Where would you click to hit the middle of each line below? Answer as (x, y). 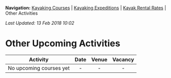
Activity (39, 59)
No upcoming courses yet (39, 68)
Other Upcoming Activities (63, 44)
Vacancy (123, 59)
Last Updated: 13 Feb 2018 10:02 (40, 23)
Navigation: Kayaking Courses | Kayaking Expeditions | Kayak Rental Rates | (86, 8)
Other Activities (22, 13)
